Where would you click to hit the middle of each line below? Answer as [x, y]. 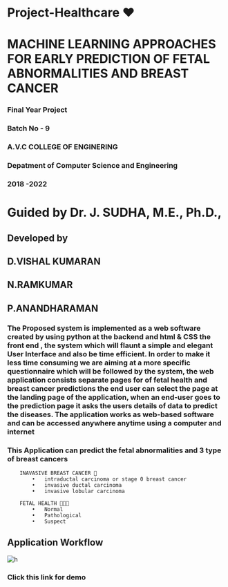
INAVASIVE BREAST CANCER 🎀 [58, 473]
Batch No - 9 [29, 128]
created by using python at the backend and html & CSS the [109, 336]
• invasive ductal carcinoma [77, 485]
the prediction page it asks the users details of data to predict [112, 405]
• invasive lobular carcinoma [79, 491]
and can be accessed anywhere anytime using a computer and [115, 423]
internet [21, 432]
